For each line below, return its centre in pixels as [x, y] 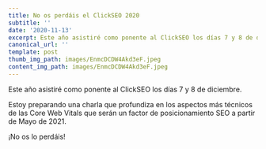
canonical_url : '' [38, 45]
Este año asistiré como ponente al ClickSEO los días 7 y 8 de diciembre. [125, 89]
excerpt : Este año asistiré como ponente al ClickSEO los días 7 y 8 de [131, 37]
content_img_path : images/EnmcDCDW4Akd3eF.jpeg [88, 67]
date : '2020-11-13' [40, 30]
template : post [33, 52]
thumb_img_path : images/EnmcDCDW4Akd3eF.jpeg [84, 60]
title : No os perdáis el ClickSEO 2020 [74, 15]
